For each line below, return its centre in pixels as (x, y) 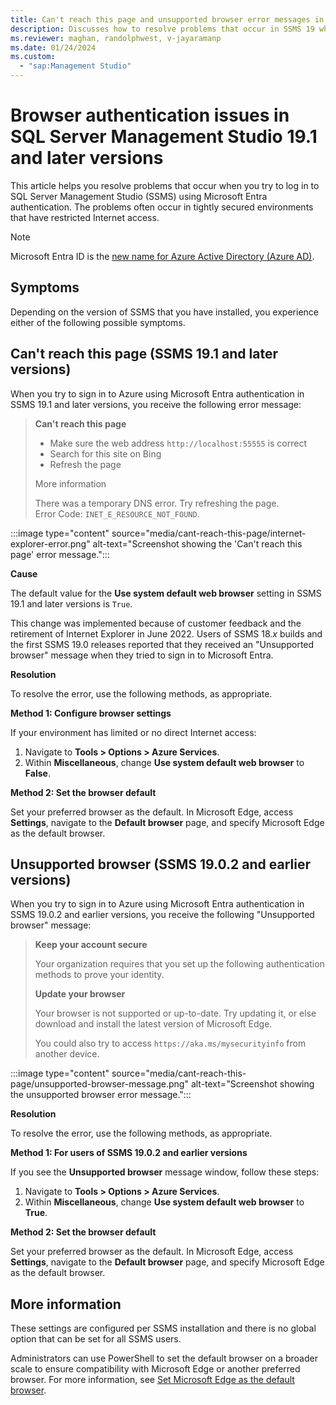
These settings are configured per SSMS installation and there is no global (163, 1328)
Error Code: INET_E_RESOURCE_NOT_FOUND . (117, 513)
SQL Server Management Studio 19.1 (164, 137)
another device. (67, 1054)
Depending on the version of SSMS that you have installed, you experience (164, 312)
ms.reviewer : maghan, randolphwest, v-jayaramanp (116, 38)
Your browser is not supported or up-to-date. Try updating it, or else (175, 1013)
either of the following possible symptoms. (98, 322)
